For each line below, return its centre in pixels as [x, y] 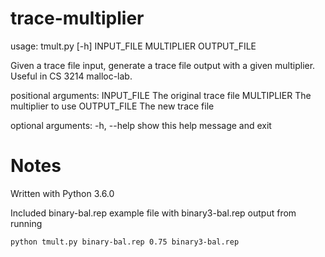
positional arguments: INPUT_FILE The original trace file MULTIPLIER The [161, 95]
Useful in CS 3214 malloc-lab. [71, 76]
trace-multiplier [77, 18]
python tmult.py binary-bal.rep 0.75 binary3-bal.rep [125, 242]
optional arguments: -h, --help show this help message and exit [141, 125]
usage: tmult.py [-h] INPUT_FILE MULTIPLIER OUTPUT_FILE [133, 46]
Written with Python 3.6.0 [62, 193]
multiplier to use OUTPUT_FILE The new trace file [112, 106]
